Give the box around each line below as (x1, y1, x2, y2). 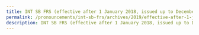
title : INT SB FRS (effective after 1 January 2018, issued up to (6, 8, 174, 15)
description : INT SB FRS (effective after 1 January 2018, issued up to (6, 20, 190, 26)
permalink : (6, 14, 33, 20)
